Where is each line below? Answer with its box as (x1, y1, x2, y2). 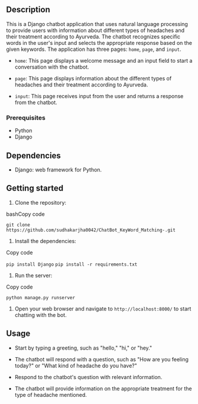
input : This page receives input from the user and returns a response (14, 92, 184, 99)
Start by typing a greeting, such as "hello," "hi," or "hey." (14, 344, 152, 351)
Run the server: (14, 272, 53, 279)
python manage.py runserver (6, 295, 76, 300)
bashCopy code (6, 210, 46, 218)
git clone (6, 222, 31, 228)
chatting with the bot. (14, 311, 67, 318)
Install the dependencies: (14, 237, 77, 244)
